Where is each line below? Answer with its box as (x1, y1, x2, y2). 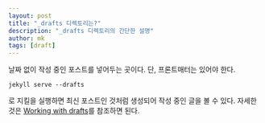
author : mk (8, 34, 45, 43)
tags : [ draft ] (8, 42, 56, 50)
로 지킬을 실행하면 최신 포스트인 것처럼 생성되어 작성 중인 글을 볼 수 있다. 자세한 (8, 96, 258, 105)
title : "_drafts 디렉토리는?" (8, 19, 101, 27)
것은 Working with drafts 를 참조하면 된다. (8, 106, 140, 116)
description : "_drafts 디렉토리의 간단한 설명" (8, 27, 155, 35)
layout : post (8, 11, 52, 20)
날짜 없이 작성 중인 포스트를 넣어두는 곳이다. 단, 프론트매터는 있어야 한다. (8, 65, 236, 75)
